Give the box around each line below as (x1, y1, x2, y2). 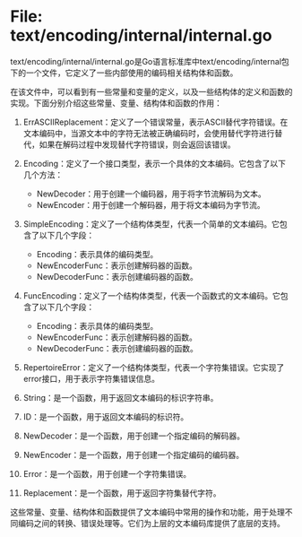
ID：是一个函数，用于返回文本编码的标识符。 (22, 411, 189, 422)
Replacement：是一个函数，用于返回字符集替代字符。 (22, 487, 222, 498)
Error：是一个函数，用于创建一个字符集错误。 (22, 468, 192, 479)
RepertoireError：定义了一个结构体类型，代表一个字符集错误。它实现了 (22, 361, 285, 373)
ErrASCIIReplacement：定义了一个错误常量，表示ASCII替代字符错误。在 (22, 117, 289, 127)
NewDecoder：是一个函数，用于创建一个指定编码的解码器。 (22, 430, 246, 441)
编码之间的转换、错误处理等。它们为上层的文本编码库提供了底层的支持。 (17, 517, 285, 528)
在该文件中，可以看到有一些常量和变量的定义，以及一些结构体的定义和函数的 (10, 86, 293, 97)
